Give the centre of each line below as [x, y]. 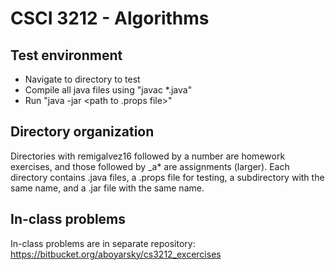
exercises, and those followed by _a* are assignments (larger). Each [150, 166]
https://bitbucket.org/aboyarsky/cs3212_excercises [116, 254]
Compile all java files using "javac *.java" [108, 90]
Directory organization [82, 132]
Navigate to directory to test [82, 79]
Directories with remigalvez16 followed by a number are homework [148, 156]
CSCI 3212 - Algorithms [110, 18]
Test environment [66, 55]
